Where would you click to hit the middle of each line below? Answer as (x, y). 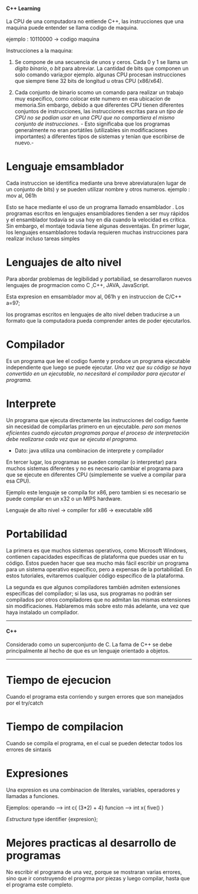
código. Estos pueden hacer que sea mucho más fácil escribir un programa (98, 563)
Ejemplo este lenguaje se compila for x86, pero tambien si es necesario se (96, 492)
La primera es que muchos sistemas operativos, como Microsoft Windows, (97, 550)
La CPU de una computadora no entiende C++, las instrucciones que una (95, 21)
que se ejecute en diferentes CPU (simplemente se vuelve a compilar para (96, 474)
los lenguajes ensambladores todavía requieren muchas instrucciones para (97, 232)
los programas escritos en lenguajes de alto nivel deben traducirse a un (93, 314)
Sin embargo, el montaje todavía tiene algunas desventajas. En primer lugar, (98, 226)
